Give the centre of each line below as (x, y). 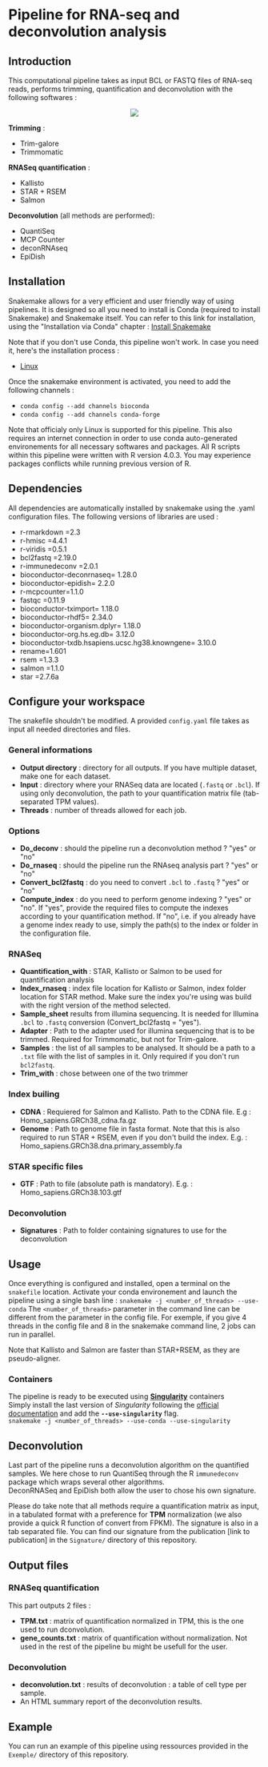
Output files (39, 1565)
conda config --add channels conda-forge (90, 415)
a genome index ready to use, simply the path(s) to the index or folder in (139, 925)
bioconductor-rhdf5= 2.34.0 (66, 617)
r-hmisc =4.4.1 (44, 540)
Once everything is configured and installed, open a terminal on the (119, 1284)
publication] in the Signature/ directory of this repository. (103, 1540)
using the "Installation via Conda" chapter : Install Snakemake (110, 327)
